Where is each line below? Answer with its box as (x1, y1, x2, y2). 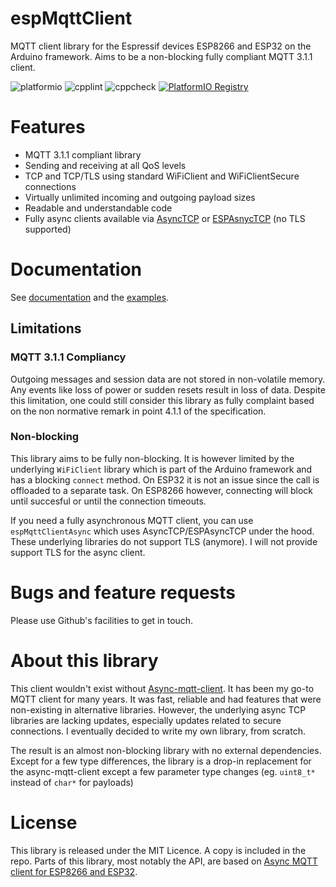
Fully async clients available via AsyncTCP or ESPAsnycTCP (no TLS (24, 212, 306, 224)
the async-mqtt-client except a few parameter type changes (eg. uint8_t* (10, 765, 316, 777)
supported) (24, 223, 72, 235)
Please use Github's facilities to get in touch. (10, 614, 194, 626)
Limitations (10, 320, 82, 337)
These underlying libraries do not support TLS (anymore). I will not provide (10, 535, 318, 547)
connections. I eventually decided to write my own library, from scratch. (10, 725, 306, 737)
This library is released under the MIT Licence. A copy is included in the (10, 844, 307, 856)
